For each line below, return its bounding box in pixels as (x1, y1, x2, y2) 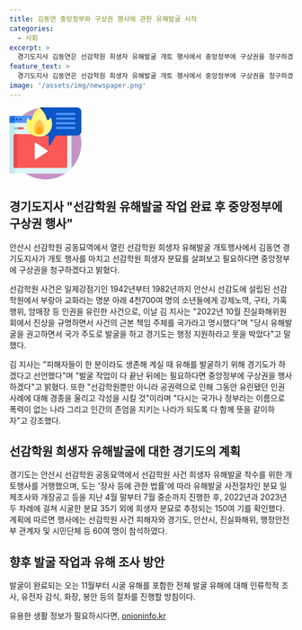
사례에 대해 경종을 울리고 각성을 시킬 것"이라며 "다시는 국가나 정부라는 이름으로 (9, 392, 286, 403)
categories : (9, 23, 54, 33)
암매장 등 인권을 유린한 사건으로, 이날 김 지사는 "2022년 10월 (28, 306, 242, 317)
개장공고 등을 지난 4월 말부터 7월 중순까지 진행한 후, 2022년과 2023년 (40, 491, 288, 503)
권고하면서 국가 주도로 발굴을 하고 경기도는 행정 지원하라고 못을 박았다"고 (25, 328, 281, 339)
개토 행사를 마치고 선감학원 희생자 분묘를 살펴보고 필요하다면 (48, 253, 259, 264)
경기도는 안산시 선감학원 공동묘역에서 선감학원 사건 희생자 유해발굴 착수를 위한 (9, 469, 283, 481)
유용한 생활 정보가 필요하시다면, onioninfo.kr (9, 610, 166, 621)
